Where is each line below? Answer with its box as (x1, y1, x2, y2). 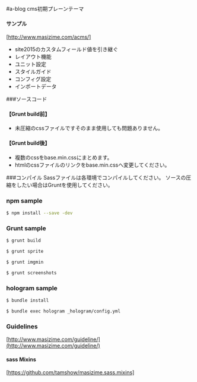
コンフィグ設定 (14, 76, 52, 83)
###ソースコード (6, 96, 47, 103)
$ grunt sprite (6, 248, 44, 254)
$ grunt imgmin (6, 259, 44, 265)
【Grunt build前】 (6, 110, 50, 117)
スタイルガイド (14, 68, 52, 76)
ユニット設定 (14, 61, 46, 68)
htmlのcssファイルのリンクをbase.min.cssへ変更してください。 (14, 161, 170, 168)
